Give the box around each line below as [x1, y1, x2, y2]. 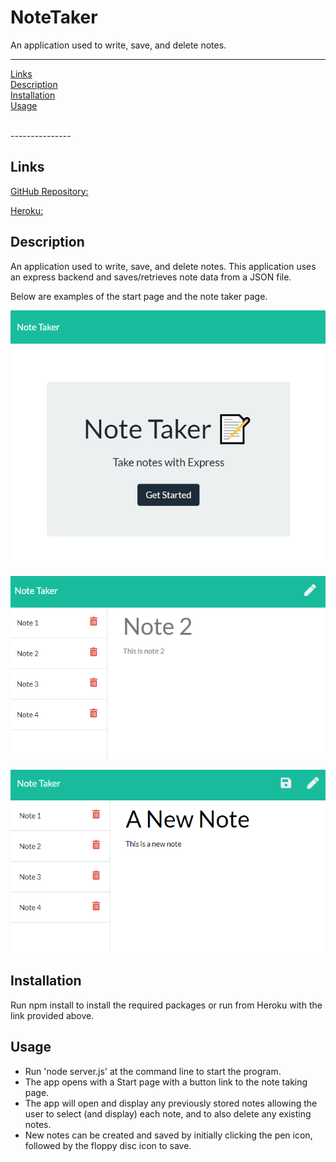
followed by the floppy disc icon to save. [24, 1139, 192, 1151]
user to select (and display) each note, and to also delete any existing [24, 1107, 312, 1120]
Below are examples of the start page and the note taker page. [10, 290, 268, 302]
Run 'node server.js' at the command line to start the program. [24, 1065, 282, 1077]
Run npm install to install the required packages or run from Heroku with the [10, 999, 323, 1011]
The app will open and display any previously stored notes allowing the [24, 1097, 318, 1109]
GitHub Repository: [10, 185, 89, 197]
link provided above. [10, 1009, 95, 1021]
